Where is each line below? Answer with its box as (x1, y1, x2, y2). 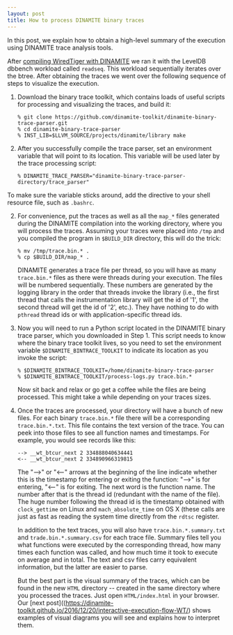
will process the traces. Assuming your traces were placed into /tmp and (17, 226, 225, 234)
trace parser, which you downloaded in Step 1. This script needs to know (17, 331, 226, 339)
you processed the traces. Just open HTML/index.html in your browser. (17, 591, 219, 599)
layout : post (7, 10, 45, 17)
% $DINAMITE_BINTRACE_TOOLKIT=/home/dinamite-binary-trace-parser (17, 367, 214, 374)
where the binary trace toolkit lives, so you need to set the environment (17, 338, 222, 347)
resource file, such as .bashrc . (7, 198, 95, 207)
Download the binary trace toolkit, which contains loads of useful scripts (17, 92, 225, 101)
